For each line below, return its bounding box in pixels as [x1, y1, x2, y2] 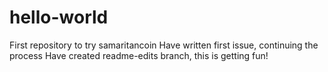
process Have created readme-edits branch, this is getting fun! [9, 49, 269, 61]
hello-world [9, 6, 109, 29]
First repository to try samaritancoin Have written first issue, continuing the [9, 39, 319, 51]
